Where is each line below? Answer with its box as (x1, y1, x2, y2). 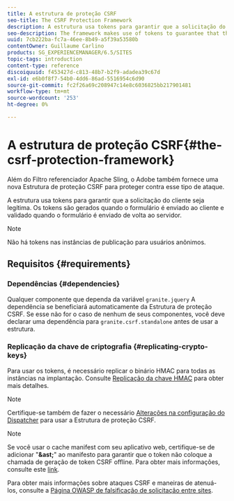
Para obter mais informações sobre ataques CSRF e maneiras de (7, 479, 193, 487)
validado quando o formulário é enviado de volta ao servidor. (7, 211, 182, 219)
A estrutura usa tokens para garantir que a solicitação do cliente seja (7, 196, 205, 204)
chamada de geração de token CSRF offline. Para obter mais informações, (7, 458, 221, 466)
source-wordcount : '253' (7, 95, 79, 102)
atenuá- (194, 479, 217, 487)
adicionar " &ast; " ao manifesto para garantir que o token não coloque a (7, 450, 212, 458)
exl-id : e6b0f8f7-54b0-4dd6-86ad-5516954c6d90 (7, 75, 145, 82)
